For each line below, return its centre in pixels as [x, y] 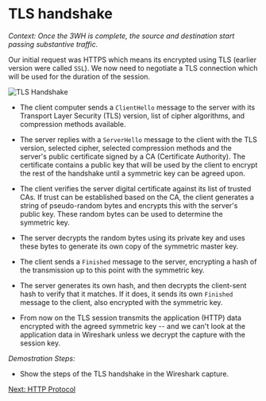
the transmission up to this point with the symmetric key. [112, 270]
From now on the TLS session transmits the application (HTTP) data [131, 318]
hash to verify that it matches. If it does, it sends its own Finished [126, 294]
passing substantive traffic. [53, 44]
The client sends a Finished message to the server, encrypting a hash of [138, 261]
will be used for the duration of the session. [79, 76]
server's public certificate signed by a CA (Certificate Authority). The [133, 156]
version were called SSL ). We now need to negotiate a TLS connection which [133, 67]
